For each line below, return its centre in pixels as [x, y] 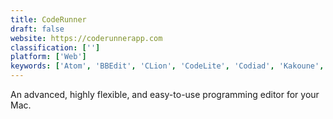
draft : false [37, 29]
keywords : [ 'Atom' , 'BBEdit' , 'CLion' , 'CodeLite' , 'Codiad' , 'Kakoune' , [167, 66]
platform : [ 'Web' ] [48, 57]
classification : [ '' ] [55, 47]
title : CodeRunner [48, 19]
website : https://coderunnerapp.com [86, 38]
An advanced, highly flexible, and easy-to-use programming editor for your [165, 94]
